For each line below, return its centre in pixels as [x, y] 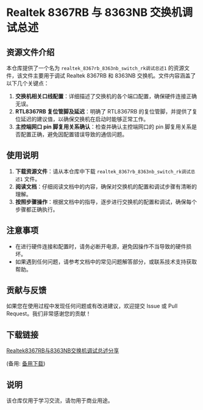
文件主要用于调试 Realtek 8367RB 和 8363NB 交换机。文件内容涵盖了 [109, 76]
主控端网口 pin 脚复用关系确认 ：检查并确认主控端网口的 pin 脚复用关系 [103, 127]
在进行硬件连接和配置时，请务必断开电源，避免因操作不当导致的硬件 [101, 246]
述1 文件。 [28, 179]
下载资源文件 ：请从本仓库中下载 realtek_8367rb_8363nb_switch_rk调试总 [105, 171]
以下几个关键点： [28, 83]
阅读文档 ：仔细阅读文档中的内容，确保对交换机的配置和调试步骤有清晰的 [106, 186]
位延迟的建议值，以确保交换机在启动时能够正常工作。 [82, 119]
